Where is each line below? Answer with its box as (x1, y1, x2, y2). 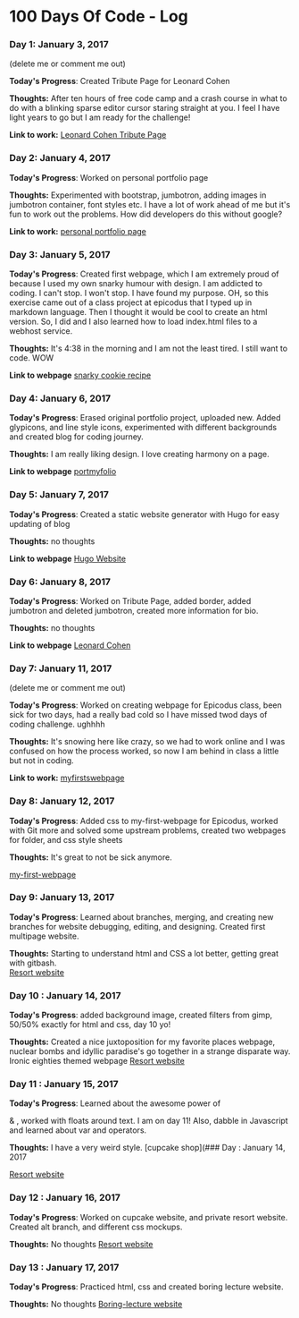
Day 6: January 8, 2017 (9, 575, 112, 588)
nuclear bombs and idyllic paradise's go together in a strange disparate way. (9, 1046, 291, 1057)
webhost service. (9, 326, 73, 336)
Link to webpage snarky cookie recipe (9, 370, 152, 381)
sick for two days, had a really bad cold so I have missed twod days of (9, 710, 268, 720)
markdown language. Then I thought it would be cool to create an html (9, 307, 268, 318)
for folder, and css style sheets (9, 834, 123, 845)
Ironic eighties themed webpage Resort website (9, 1056, 185, 1067)
